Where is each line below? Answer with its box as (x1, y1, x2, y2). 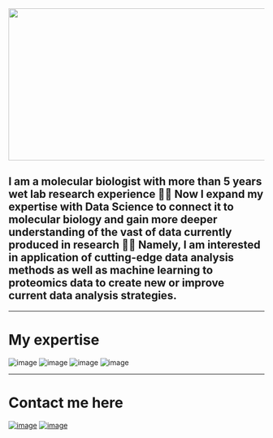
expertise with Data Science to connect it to (8, 200, 234, 214)
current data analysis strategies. (8, 289, 177, 303)
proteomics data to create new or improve (8, 276, 225, 290)
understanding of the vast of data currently (8, 225, 232, 239)
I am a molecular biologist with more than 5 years (8, 174, 262, 189)
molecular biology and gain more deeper (8, 213, 218, 226)
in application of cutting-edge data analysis (8, 251, 234, 264)
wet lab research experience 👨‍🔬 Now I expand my (8, 187, 264, 201)
